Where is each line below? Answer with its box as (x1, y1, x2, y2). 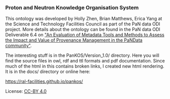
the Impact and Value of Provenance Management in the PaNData (5, 37, 143, 43)
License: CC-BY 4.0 (5, 88, 47, 94)
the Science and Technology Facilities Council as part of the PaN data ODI (5, 21, 161, 27)
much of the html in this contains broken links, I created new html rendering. (5, 63, 164, 70)
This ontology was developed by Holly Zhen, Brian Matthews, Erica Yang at (5, 16, 162, 22)
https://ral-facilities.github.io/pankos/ (5, 78, 83, 85)
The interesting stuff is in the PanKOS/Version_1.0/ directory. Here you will (5, 52, 160, 58)
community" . (5, 43, 32, 49)
